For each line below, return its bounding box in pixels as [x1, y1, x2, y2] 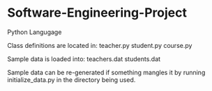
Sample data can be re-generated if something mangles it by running [7, 68, 206, 76]
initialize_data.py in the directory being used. [7, 75, 136, 84]
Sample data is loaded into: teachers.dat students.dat [7, 54, 161, 63]
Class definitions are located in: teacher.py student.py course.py [7, 41, 192, 49]
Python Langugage [7, 28, 62, 36]
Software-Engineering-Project [7, 5, 187, 21]
